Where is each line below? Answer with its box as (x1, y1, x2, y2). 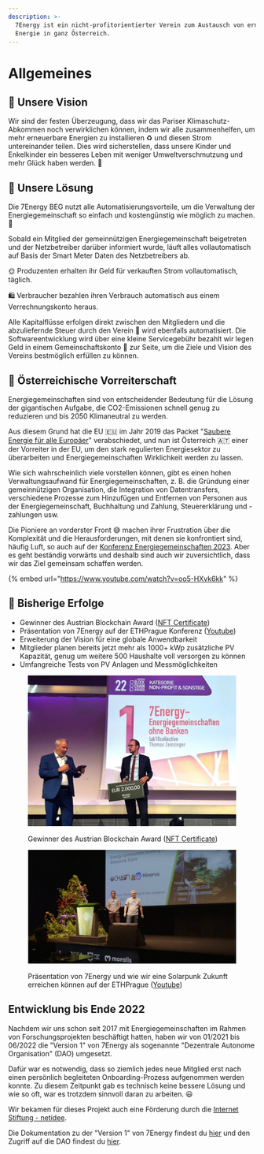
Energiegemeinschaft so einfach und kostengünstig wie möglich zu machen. (8, 210, 255, 220)
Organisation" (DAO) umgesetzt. (8, 1048, 112, 1058)
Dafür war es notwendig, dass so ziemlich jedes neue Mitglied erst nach (8, 1064, 242, 1074)
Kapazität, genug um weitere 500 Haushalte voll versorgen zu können (19, 651, 246, 661)
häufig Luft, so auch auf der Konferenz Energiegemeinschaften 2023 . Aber (8, 542, 250, 551)
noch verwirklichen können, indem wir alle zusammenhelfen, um (46, 125, 255, 134)
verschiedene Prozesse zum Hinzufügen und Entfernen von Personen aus (8, 493, 247, 502)
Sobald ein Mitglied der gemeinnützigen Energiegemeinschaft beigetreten (8, 234, 247, 244)
